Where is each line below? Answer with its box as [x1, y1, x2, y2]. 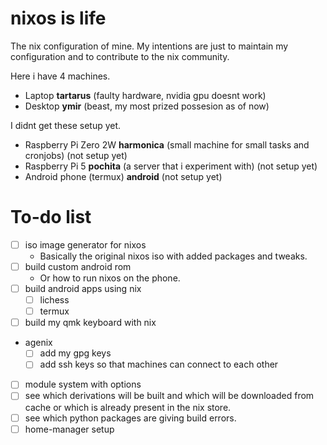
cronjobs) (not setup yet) [24, 149, 128, 161]
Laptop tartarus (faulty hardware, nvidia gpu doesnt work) [24, 89, 267, 101]
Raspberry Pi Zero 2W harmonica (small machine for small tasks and [24, 138, 310, 151]
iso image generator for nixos [24, 238, 147, 251]
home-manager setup [24, 423, 115, 435]
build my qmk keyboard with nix [24, 317, 157, 329]
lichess [39, 294, 70, 306]
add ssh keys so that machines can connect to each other [39, 358, 279, 371]
